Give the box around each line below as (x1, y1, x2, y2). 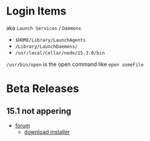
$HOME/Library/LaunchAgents (15, 37, 86, 43)
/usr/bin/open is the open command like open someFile (6, 61, 144, 68)
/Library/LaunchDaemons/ (15, 44, 78, 50)
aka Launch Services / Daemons (6, 24, 82, 31)
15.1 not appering (6, 106, 71, 116)
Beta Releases (6, 82, 80, 96)
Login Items (6, 4, 67, 18)
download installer (24, 128, 71, 136)
